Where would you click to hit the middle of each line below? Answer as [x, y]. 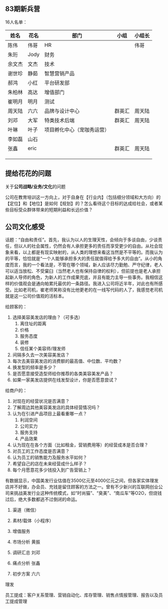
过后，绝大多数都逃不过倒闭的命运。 [42, 499]
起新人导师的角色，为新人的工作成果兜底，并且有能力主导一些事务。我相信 [82, 277]
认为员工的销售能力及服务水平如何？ [50, 457]
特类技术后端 [59, 120]
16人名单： [16, 22]
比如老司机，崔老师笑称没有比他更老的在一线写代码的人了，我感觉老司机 [88, 290]
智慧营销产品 [59, 73]
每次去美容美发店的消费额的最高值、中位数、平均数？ [67, 361]
